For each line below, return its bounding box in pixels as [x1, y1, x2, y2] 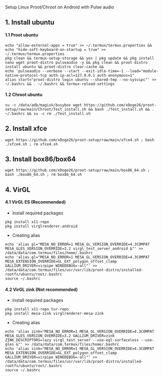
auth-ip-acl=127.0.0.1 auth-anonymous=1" [48, 73, 135, 78]
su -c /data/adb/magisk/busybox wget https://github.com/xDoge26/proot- [5, 102, 157, 107]
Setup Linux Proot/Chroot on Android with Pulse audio [5, 4, 114, 10]
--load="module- [125, 69, 159, 73]
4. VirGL [5, 186, 31, 194]
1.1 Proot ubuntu [5, 32, 38, 38]
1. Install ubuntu [5, 18, 55, 26]
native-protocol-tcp [5, 73, 47, 78]
